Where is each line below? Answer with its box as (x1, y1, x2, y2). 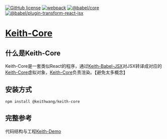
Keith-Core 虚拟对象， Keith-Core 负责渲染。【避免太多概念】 (5, 69, 128, 75)
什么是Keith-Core (5, 49, 61, 57)
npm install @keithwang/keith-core (5, 99, 80, 104)
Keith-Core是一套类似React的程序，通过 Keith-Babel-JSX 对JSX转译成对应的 (5, 63, 162, 69)
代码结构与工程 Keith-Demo (5, 128, 62, 134)
